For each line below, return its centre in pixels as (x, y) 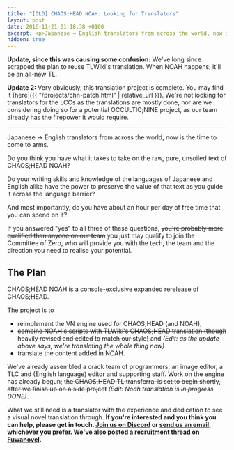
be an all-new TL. (32, 75)
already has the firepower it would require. (68, 117)
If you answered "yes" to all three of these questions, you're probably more (115, 228)
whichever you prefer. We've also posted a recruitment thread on (103, 432)
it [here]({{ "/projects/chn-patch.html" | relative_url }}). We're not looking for (117, 95)
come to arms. (28, 145)
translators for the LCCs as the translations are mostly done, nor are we (110, 102)
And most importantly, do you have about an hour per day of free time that (114, 208)
